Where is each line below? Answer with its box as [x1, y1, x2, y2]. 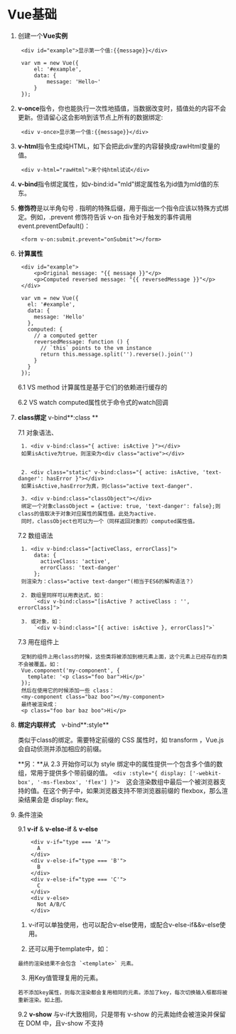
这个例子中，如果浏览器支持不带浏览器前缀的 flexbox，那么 [48, 786, 222, 795]
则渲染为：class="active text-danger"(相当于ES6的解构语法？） [21, 578, 197, 585]
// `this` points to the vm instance [40, 344, 152, 351]
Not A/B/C [36, 901, 66, 908]
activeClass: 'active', [40, 557, 111, 565]
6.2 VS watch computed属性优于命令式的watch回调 [17, 398, 168, 406]
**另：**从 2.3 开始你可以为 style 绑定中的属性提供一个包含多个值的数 [17, 760, 223, 768]
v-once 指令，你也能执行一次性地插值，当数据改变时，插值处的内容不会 [17, 104, 227, 113]
